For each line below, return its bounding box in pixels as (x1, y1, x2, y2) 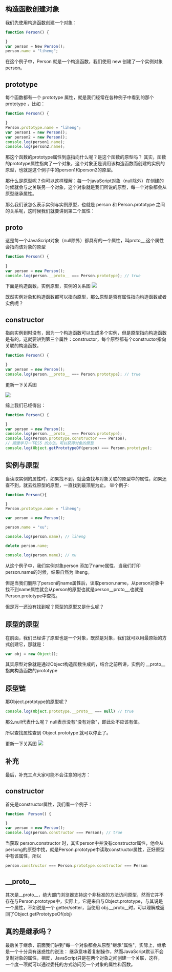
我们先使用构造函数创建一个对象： (5, 20, 77, 26)
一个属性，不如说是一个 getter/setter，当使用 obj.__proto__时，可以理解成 (5, 904, 160, 910)
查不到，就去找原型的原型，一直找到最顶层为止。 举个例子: (5, 482, 129, 488)
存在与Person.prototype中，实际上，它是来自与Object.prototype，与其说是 (5, 898, 163, 904)
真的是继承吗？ (5, 927, 53, 936)
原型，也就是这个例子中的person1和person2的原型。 (5, 167, 116, 173)
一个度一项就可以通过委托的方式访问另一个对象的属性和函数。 (5, 961, 136, 967)
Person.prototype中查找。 (5, 592, 60, 599)
